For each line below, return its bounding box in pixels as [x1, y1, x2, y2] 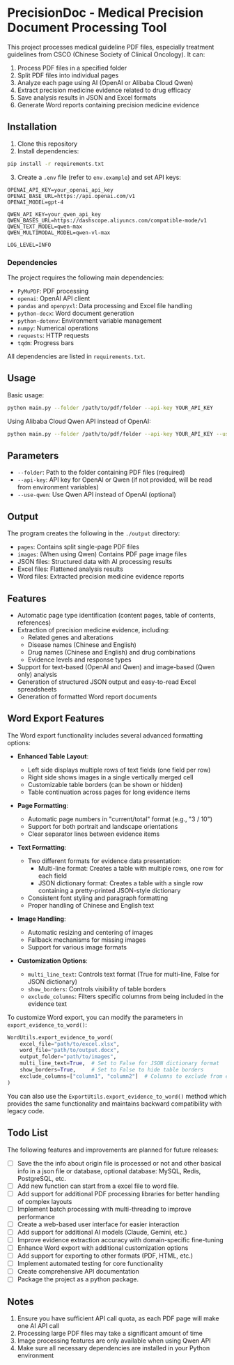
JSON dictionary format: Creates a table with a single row [38, 878, 203, 887]
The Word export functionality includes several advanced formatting [7, 731, 203, 740]
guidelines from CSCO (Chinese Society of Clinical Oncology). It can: [7, 50, 205, 59]
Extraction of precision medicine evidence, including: [17, 625, 171, 634]
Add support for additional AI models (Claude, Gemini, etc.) [17, 1228, 188, 1236]
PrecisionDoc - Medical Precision [7, 5, 204, 21]
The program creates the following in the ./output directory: [7, 529, 180, 537]
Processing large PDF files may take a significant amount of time [17, 1329, 203, 1338]
